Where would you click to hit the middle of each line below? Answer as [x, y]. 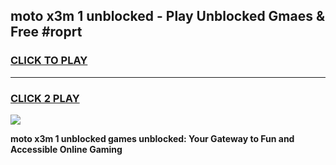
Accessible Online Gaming [66, 149]
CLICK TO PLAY [49, 61]
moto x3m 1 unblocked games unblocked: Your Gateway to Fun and [152, 138]
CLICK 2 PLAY [45, 98]
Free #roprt [46, 32]
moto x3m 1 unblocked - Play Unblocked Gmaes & [168, 16]
